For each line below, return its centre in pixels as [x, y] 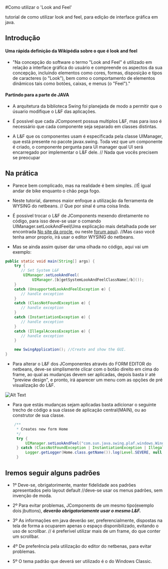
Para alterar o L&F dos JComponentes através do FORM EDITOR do [82, 364]
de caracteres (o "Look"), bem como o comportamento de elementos [84, 78]
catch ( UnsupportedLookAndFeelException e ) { [62, 289]
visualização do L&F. [33, 385]
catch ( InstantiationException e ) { [52, 317]
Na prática [22, 174]
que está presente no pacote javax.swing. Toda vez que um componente [87, 141]
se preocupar [26, 157]
